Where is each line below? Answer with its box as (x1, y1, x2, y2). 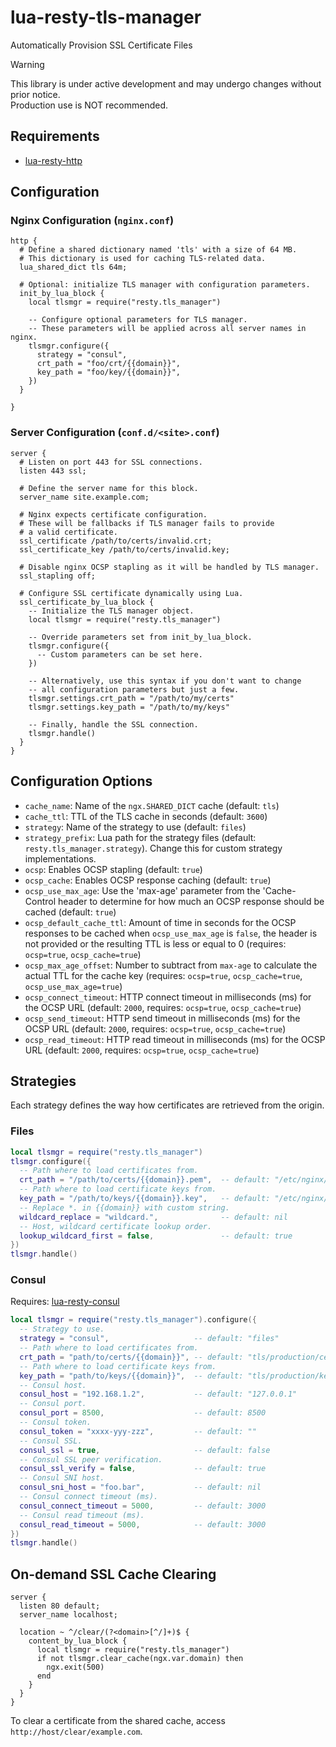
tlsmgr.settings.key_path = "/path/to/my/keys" (28, 702, 230, 712)
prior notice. (10, 88, 61, 100)
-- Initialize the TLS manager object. (28, 606, 195, 616)
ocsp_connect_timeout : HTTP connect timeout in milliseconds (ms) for (24, 991, 312, 1003)
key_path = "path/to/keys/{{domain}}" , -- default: (19, 1371, 244, 1381)
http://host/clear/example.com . (10, 1726, 143, 1738)
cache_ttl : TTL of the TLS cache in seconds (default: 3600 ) (24, 810, 268, 822)
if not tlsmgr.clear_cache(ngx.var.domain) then (36, 1654, 244, 1664)
